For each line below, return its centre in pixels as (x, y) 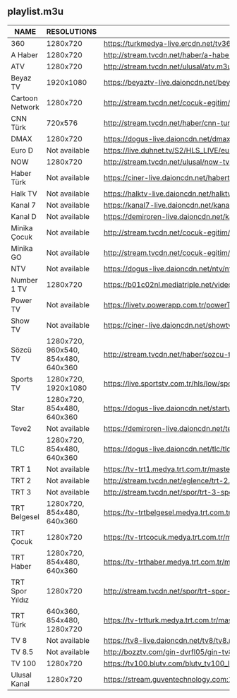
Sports (22, 379)
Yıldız (20, 600)
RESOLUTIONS (72, 31)
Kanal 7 (24, 205)
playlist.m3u (36, 12)
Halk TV (24, 194)
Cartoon (24, 98)
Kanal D (24, 216)
